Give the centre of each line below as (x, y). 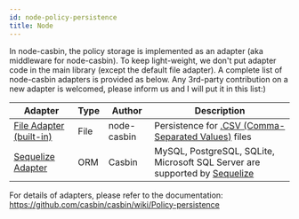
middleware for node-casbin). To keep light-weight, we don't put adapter (143, 60)
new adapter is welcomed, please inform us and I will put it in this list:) (138, 89)
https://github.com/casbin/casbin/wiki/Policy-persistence (114, 204)
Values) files (226, 137)
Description (220, 110)
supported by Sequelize (204, 173)
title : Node (31, 26)
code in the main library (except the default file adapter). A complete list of (146, 70)
